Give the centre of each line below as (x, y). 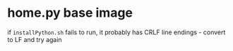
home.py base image (70, 13)
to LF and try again (35, 39)
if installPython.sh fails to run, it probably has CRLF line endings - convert (116, 32)
